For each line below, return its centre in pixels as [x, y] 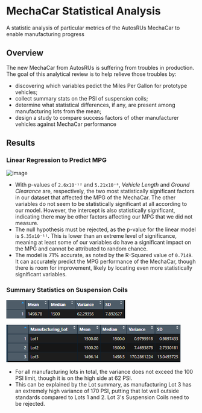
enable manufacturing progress [45, 34]
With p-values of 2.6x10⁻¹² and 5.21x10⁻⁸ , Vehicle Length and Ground [102, 185]
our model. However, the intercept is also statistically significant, [95, 210]
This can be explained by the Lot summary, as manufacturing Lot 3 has [103, 384]
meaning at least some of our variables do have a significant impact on [103, 243]
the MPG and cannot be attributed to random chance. [81, 249]
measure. [27, 223]
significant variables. [41, 275]
